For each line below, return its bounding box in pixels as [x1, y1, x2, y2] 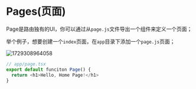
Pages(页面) [6, 5, 66, 18]
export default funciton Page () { [6, 67, 92, 72]
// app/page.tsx [6, 61, 46, 67]
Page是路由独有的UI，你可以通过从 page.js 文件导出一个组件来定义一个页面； [6, 25, 192, 32]
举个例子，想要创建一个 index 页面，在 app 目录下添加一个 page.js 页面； [6, 38, 175, 45]
